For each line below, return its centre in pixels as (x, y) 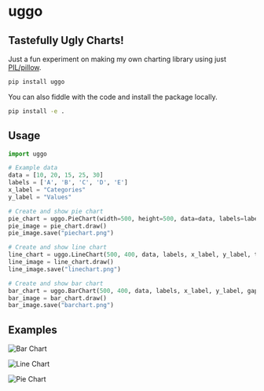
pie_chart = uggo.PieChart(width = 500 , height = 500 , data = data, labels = (126, 218)
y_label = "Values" (40, 197)
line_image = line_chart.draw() (61, 262)
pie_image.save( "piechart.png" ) (61, 233)
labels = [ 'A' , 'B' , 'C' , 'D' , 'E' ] (68, 183)
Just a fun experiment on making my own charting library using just (117, 59)
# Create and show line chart (58, 247)
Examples (33, 329)
